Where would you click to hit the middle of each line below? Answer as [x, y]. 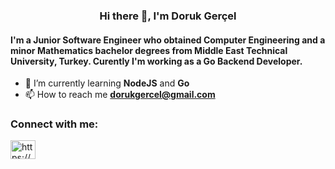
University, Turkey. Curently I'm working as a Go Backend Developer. [156, 61]
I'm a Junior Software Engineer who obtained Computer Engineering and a [168, 40]
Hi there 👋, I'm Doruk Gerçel [168, 16]
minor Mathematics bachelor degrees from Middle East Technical [149, 50]
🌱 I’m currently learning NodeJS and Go [107, 83]
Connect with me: [54, 124]
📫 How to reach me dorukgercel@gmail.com [120, 95]
